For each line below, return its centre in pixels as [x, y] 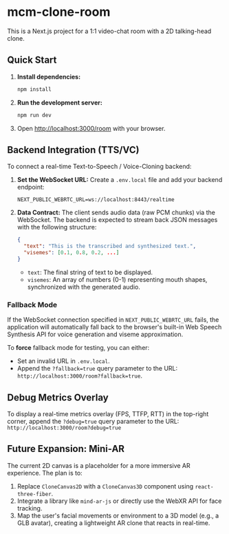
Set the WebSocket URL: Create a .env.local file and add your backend [120, 180]
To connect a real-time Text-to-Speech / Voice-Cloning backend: [99, 167]
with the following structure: [57, 227]
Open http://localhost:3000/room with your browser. [91, 128]
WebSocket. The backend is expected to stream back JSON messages [117, 220]
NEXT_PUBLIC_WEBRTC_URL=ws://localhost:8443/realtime [96, 200]
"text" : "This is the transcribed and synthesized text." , [110, 246]
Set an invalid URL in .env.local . [63, 361]
